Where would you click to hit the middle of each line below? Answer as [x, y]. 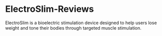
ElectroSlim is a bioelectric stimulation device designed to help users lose [81, 23]
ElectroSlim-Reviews [50, 9]
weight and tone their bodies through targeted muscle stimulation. [73, 28]
